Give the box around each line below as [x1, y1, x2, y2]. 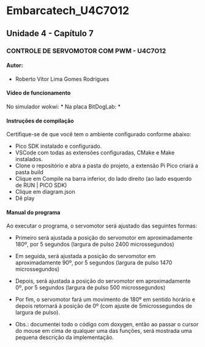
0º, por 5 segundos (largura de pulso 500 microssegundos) [15, 284, 166, 291]
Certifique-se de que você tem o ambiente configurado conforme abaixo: [6, 131, 192, 138]
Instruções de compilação [6, 117, 75, 124]
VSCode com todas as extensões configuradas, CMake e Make [15, 149, 175, 156]
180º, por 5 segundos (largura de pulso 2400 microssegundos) [15, 240, 174, 248]
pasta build [15, 169, 44, 176]
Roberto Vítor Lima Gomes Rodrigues [15, 75, 110, 83]
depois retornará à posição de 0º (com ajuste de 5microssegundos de [15, 302, 193, 310]
